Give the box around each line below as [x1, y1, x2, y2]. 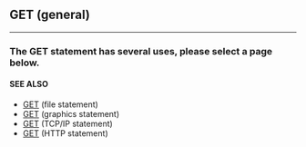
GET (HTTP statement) [22, 127, 108, 139]
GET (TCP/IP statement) [22, 118, 114, 129]
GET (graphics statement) [22, 108, 120, 119]
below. [9, 56, 40, 69]
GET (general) [9, 7, 91, 23]
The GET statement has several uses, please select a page [9, 44, 273, 57]
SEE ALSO [9, 79, 48, 90]
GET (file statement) [22, 99, 98, 110]
